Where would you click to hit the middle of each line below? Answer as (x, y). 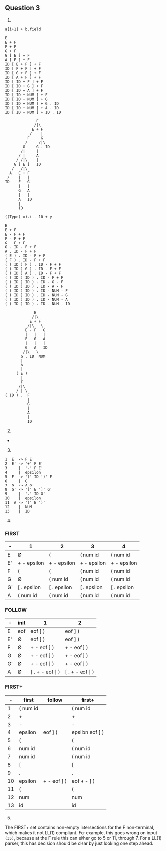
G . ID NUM (33, 356)
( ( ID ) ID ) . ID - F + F (34, 278)
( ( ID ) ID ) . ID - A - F (34, 286)
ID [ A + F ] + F (23, 77)
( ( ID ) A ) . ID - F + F (33, 273)
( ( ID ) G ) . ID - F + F (33, 269)
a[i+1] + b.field (23, 29)
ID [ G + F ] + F (23, 73)
